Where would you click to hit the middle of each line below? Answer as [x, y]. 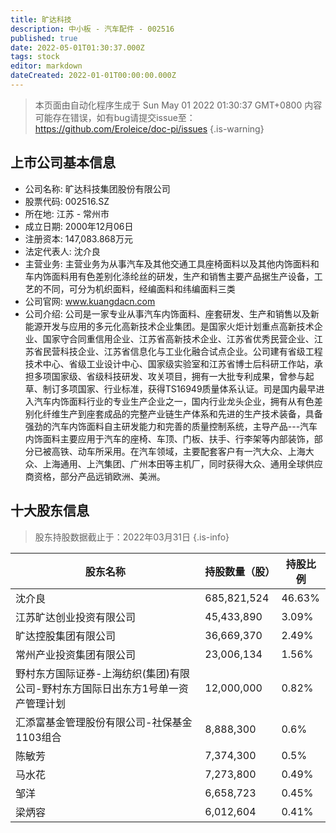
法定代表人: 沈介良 [62, 251]
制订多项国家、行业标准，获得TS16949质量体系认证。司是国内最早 [179, 388]
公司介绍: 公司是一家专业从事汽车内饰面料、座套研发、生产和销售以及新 [172, 313]
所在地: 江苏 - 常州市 [67, 213]
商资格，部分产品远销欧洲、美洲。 [95, 476]
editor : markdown [46, 66]
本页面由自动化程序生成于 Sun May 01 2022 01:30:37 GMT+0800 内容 [178, 105]
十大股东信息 [50, 511]
